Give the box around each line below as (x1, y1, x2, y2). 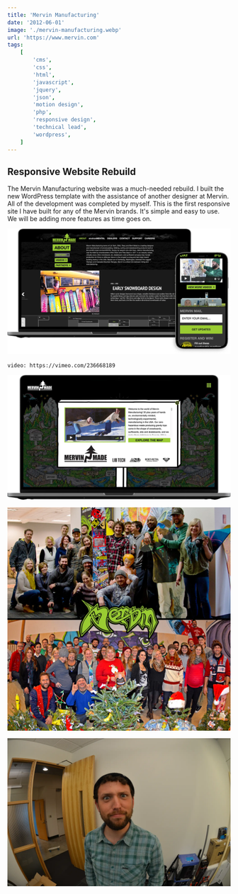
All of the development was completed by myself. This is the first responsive (7, 199, 230, 208)
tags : (7, 41, 23, 49)
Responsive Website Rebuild (7, 165, 137, 177)
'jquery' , (33, 86, 62, 94)
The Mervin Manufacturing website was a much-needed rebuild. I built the (7, 184, 225, 193)
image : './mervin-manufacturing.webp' (7, 26, 122, 33)
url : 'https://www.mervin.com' (7, 34, 100, 41)
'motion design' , (33, 101, 84, 108)
